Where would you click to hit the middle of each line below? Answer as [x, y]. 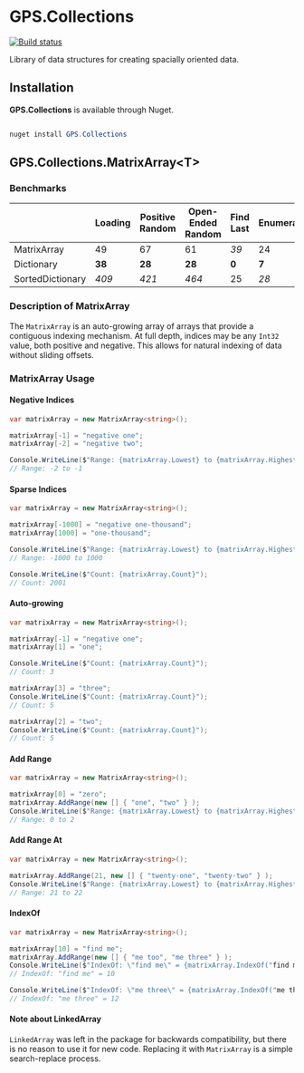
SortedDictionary [50, 279]
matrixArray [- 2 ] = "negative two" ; [76, 444]
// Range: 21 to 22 [46, 893]
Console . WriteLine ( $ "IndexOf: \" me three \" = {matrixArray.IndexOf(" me [147, 991]
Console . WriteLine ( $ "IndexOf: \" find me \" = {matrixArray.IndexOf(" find [149, 966]
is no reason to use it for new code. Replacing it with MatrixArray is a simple [151, 1049]
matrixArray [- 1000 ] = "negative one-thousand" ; [101, 525]
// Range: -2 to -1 [46, 469]
